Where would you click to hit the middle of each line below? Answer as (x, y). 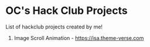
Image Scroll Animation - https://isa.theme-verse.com (79, 38)
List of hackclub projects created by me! (54, 27)
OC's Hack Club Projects (67, 11)
